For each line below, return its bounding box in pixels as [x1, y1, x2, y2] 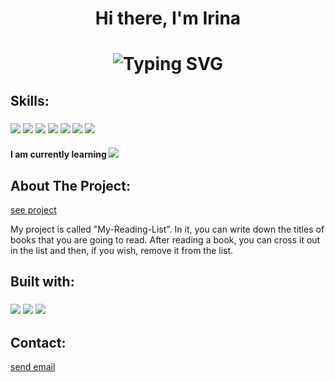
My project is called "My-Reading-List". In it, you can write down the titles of [10, 223, 325, 236]
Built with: [10, 273, 75, 291]
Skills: [10, 92, 50, 109]
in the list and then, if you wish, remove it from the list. [10, 245, 234, 257]
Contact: [10, 334, 67, 351]
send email [10, 361, 56, 373]
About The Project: [10, 177, 131, 194]
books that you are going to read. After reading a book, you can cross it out [10, 234, 321, 246]
